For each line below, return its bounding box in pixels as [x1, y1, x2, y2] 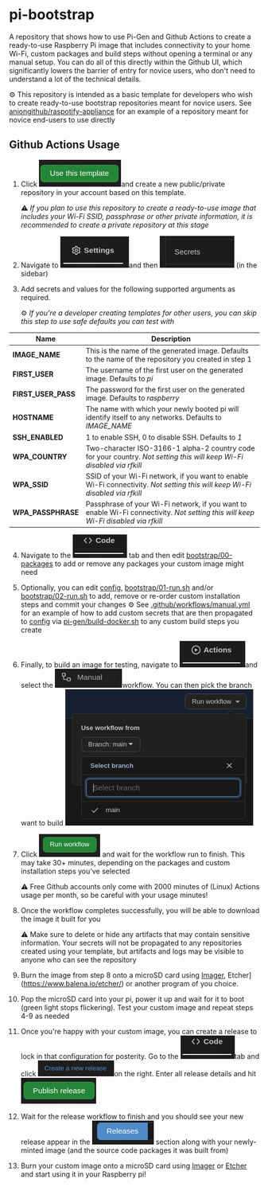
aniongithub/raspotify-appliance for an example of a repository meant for [9, 106, 249, 116]
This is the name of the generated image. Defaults [85, 346, 249, 355]
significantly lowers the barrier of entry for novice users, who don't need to [9, 65, 255, 75]
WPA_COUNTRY [12, 451, 68, 461]
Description [151, 334, 192, 344]
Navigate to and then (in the [20, 260, 258, 270]
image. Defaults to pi [85, 373, 153, 383]
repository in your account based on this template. [20, 187, 186, 197]
